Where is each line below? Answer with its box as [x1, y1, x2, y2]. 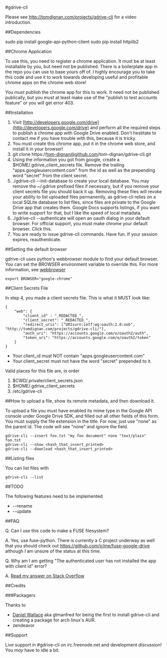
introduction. [5, 20, 31, 25]
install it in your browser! [12, 146, 63, 152]
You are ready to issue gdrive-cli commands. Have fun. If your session [12, 231, 157, 237]
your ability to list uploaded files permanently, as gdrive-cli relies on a [12, 194, 156, 200]
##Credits [5, 583, 26, 588]
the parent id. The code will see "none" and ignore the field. [5, 424, 128, 429]
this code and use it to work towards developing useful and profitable [5, 74, 148, 80]
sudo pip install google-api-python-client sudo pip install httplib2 [5, 39, 139, 45]
